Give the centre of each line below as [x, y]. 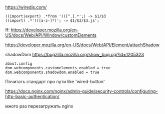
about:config [19, 64]
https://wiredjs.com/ [26, 7]
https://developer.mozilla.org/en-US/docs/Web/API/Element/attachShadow [82, 45]
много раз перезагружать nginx [39, 106]
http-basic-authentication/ [32, 96]
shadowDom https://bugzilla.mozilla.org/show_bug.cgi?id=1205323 [74, 55]
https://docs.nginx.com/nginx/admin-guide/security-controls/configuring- [81, 91]
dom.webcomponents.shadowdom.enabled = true [52, 72]
